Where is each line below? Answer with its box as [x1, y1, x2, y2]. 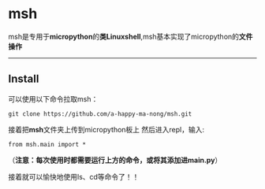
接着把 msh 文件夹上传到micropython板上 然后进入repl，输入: [8, 124, 205, 134]
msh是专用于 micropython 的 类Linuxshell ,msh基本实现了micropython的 [8, 31, 239, 41]
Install [8, 72, 39, 86]
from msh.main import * [8, 140, 87, 148]
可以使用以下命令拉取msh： [8, 94, 99, 103]
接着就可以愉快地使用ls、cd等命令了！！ [8, 172, 140, 181]
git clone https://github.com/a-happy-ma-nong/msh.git [8, 109, 192, 118]
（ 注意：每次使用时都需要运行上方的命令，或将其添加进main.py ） [8, 155, 222, 165]
